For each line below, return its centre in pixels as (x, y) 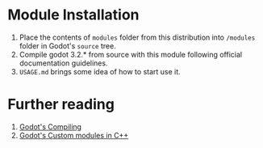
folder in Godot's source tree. (67, 45)
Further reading (61, 105)
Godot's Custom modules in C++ (74, 135)
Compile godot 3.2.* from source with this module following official (131, 54)
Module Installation (73, 15)
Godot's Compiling (50, 126)
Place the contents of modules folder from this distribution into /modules (137, 37)
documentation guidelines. (63, 63)
